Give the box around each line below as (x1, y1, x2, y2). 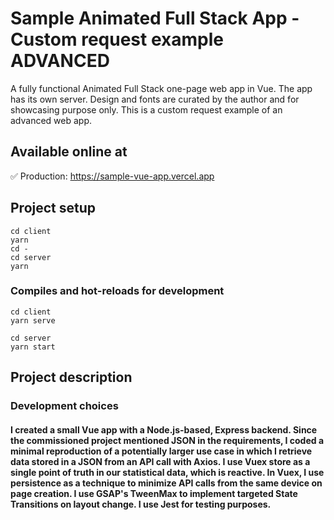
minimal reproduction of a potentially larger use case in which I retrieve (10, 445, 313, 457)
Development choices (10, 399, 119, 413)
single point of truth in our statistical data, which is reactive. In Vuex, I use (10, 466, 325, 478)
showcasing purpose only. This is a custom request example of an (10, 103, 283, 116)
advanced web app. (10, 114, 93, 126)
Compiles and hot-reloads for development (10, 284, 225, 298)
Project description (10, 369, 133, 386)
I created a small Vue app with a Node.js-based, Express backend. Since (10, 423, 318, 436)
